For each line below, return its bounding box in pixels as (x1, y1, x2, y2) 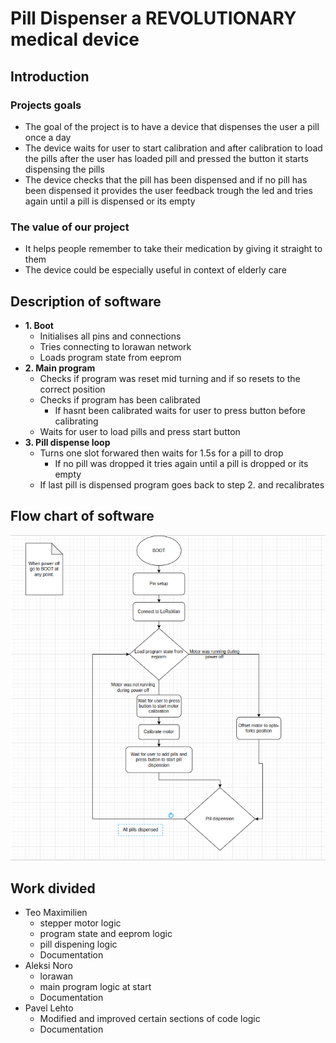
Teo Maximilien (24, 907, 88, 919)
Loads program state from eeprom (39, 351, 182, 363)
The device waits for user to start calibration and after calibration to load (24, 142, 323, 154)
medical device (10, 28, 140, 51)
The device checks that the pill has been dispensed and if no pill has (24, 173, 308, 186)
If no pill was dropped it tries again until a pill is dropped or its (54, 457, 309, 469)
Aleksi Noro (24, 960, 73, 972)
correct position (39, 383, 106, 395)
